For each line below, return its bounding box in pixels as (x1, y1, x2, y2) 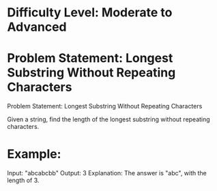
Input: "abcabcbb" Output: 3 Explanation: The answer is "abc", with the (7, 169, 207, 177)
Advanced (7, 19, 67, 35)
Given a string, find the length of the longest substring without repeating (7, 115, 210, 123)
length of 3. (7, 176, 40, 185)
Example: (7, 147, 61, 162)
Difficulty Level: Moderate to (7, 5, 173, 20)
